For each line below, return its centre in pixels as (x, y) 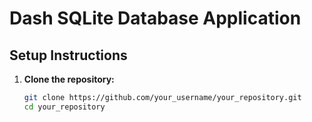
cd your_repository (64, 107)
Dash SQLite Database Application (155, 18)
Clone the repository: (69, 79)
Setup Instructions (68, 55)
